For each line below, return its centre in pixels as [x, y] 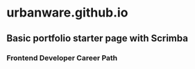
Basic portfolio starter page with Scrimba [97, 38]
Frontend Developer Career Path [62, 58]
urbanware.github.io [67, 13]
